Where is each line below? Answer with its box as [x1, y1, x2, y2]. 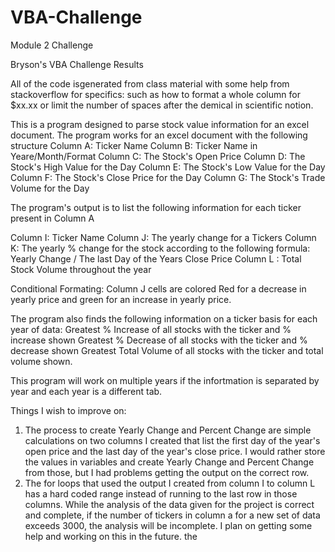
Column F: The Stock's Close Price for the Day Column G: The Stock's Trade [10, 171, 326, 183]
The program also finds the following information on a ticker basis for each [10, 312, 318, 325]
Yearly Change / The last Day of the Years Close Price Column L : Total [10, 252, 302, 265]
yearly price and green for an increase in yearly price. [10, 293, 232, 305]
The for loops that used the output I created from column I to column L [24, 477, 316, 489]
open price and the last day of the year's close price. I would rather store [24, 445, 326, 457]
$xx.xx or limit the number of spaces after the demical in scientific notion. [10, 99, 314, 111]
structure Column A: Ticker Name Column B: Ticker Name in [10, 139, 258, 151]
